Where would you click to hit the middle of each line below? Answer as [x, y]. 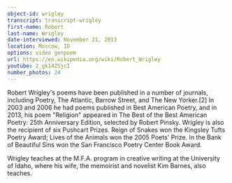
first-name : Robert [36, 27]
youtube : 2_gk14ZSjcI [39, 66]
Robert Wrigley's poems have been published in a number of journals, [108, 93]
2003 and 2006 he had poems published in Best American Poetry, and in [112, 107]
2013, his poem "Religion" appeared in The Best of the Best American [107, 115]
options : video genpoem [42, 53]
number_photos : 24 [34, 72]
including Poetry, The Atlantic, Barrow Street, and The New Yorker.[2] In [111, 100]
